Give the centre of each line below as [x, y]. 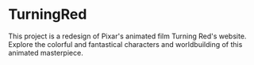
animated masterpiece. [46, 52]
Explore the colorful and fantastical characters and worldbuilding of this [125, 44]
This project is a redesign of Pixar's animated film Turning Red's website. [127, 36]
